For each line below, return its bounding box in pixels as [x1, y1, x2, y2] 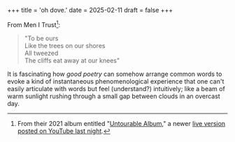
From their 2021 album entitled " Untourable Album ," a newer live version [17, 119, 226, 127]
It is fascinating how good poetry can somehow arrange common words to [7, 70, 222, 78]
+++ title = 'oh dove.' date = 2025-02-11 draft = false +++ [7, 6, 173, 14]
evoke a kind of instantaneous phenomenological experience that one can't [7, 77, 225, 86]
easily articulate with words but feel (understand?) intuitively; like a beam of [7, 84, 225, 93]
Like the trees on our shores [24, 41, 106, 49]
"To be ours [24, 34, 59, 42]
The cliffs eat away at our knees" [24, 56, 120, 65]
